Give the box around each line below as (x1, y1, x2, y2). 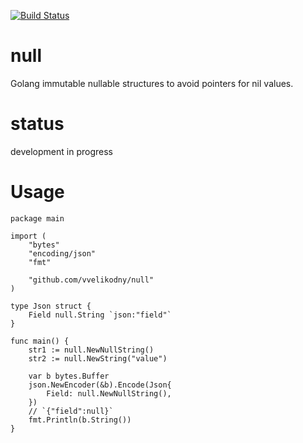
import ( (10, 231, 47, 241)
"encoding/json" (28, 248, 97, 259)
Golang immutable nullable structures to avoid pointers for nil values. (10, 77, 294, 89)
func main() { (10, 336, 70, 346)
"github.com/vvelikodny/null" (28, 275, 155, 285)
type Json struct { (10, 301, 92, 311)
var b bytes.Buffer (28, 371, 110, 381)
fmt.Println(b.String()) (28, 415, 132, 425)
